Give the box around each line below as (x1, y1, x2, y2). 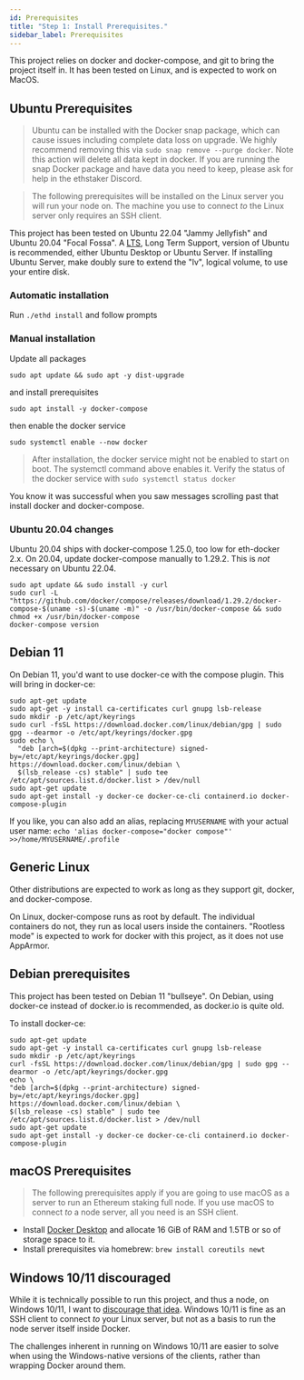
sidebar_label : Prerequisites (9, 30, 124, 39)
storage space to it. (22, 1234, 95, 1245)
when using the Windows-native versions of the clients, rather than (9, 1351, 260, 1362)
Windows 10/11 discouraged (9, 1270, 171, 1285)
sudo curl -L (9, 588, 59, 598)
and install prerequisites (9, 386, 99, 397)
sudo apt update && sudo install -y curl (9, 581, 169, 590)
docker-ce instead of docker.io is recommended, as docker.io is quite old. (9, 1000, 285, 1011)
